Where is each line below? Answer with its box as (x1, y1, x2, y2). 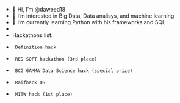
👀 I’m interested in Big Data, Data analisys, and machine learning (12, 12, 175, 19)
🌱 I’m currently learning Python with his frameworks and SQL (12, 19, 166, 25)
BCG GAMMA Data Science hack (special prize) (15, 68, 133, 74)
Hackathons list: (12, 32, 53, 39)
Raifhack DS (15, 79, 46, 85)
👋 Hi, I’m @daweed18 (12, 6, 66, 13)
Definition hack (15, 44, 57, 50)
